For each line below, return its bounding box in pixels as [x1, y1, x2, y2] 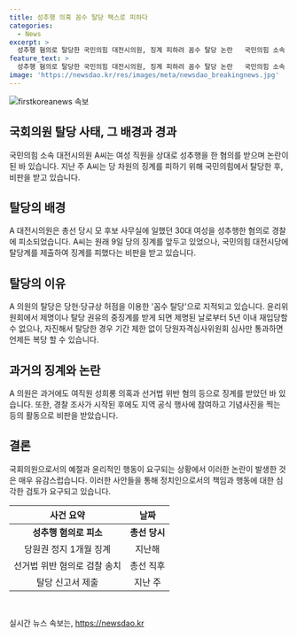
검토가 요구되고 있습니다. [25, 486, 112, 496]
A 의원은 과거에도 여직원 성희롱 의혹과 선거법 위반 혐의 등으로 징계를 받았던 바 [9, 388, 277, 399]
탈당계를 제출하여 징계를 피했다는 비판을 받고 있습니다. [9, 247, 197, 258]
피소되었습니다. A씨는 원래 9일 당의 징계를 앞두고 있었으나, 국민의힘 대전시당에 [18, 237, 289, 247]
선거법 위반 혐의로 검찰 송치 [13, 559, 121, 571]
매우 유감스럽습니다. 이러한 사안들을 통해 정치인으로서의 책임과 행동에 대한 [18, 475, 275, 486]
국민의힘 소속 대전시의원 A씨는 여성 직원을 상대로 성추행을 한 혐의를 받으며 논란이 [9, 150, 289, 160]
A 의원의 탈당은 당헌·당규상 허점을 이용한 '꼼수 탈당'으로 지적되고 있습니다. [9, 301, 265, 312]
